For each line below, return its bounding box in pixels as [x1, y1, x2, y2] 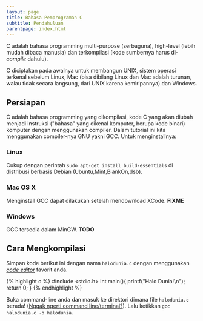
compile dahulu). [6, 55, 48, 62]
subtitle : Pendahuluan [6, 20, 64, 26]
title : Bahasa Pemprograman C [6, 15, 83, 21]
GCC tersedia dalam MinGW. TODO [6, 225, 95, 233]
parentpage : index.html [6, 25, 67, 32]
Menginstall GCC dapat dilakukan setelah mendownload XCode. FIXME [6, 197, 184, 204]
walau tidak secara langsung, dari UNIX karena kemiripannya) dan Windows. [6, 80, 198, 87]
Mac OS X [6, 183, 36, 191]
